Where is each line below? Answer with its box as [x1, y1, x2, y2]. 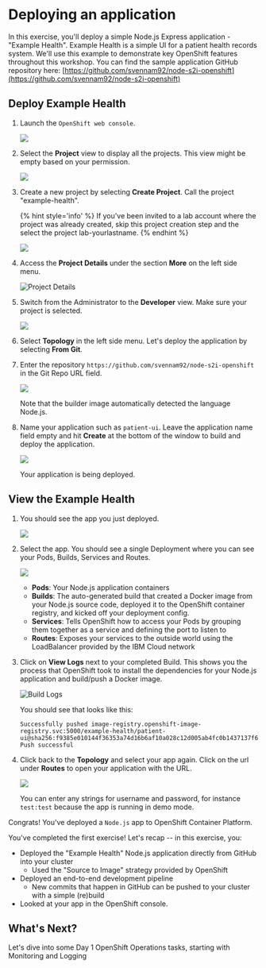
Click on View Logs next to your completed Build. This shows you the [19, 657, 248, 666]
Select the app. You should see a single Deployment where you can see [19, 544, 255, 553]
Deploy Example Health [8, 97, 126, 110]
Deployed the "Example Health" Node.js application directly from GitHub [19, 848, 256, 858]
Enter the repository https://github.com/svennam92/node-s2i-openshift [19, 360, 254, 369]
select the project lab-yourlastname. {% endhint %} [19, 228, 189, 237]
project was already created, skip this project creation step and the [19, 219, 240, 229]
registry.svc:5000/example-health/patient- [19, 727, 167, 735]
